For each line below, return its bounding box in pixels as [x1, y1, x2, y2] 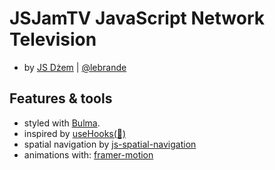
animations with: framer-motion [23, 148, 154, 161]
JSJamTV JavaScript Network [9, 7, 265, 30]
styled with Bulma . [23, 117, 101, 129]
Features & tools [9, 90, 113, 107]
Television [9, 28, 97, 51]
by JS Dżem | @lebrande [23, 61, 127, 73]
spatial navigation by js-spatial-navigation [23, 138, 197, 150]
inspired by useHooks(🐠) [23, 127, 127, 139]
